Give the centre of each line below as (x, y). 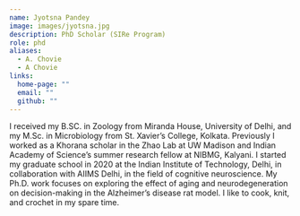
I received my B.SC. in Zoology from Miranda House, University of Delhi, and (150, 126)
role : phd (28, 43)
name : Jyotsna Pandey (50, 17)
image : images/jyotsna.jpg (60, 26)
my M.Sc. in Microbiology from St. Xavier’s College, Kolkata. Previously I (142, 136)
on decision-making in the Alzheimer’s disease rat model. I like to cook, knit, (150, 193)
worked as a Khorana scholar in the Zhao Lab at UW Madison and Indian (142, 145)
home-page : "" (43, 84)
